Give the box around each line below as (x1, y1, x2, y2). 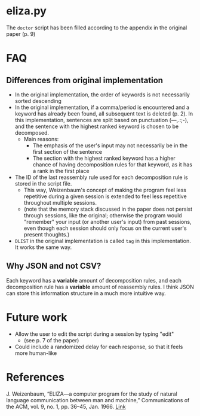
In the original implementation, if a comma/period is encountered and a (14, 104, 190, 111)
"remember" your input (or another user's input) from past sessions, (23, 218, 192, 225)
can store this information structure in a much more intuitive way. (6, 289, 166, 297)
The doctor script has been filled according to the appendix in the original (6, 24, 187, 31)
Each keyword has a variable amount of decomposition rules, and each (6, 277, 182, 284)
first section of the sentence (32, 148, 103, 155)
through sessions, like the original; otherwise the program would (23, 211, 182, 219)
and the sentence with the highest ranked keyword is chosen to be (14, 123, 179, 130)
